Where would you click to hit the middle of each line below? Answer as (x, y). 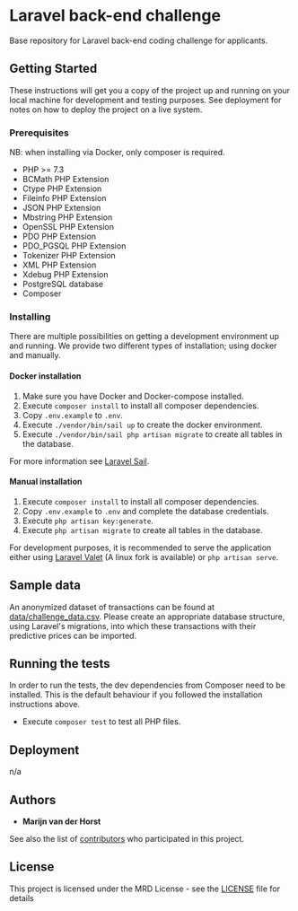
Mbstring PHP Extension (67, 217)
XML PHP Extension (59, 265)
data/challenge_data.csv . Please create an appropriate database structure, (147, 617)
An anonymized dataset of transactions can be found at (112, 607)
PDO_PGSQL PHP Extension (74, 246)
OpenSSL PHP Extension (68, 227)
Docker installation (45, 376)
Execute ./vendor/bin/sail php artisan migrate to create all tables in (152, 434)
